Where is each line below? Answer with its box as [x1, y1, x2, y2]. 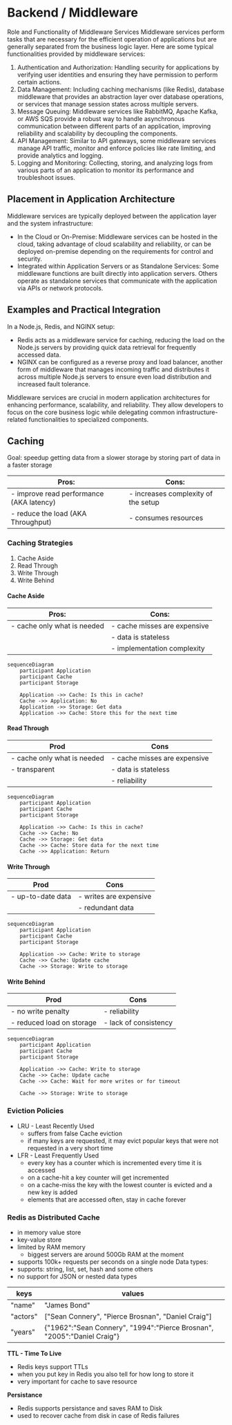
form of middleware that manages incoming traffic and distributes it [17, 365, 209, 373]
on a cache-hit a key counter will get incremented [27, 1173, 169, 1182]
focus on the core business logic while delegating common [7, 408, 175, 416]
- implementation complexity [110, 643, 205, 653]
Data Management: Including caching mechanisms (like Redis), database [17, 85, 224, 93]
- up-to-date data [10, 892, 71, 902]
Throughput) [10, 517, 52, 527]
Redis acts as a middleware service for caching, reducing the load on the [17, 335, 225, 344]
